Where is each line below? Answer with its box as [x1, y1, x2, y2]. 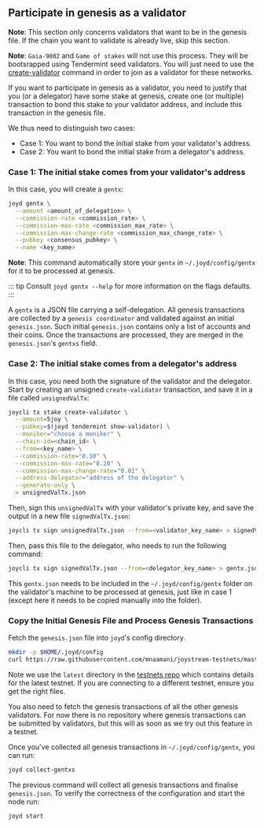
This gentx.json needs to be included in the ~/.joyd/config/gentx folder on [8, 578, 253, 588]
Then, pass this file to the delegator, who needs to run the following [8, 540, 227, 550]
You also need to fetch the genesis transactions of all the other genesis [8, 701, 238, 711]
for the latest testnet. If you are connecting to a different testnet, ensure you [8, 678, 254, 688]
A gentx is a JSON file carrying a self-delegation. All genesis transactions [8, 305, 245, 314]
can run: [8, 750, 35, 759]
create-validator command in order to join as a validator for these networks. [8, 67, 254, 77]
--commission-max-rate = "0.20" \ [15, 459, 122, 467]
